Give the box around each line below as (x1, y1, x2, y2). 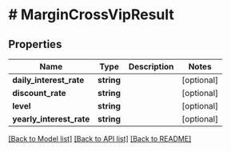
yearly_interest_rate (12, 113, 90, 125)
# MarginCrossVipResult (8, 6, 174, 24)
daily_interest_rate (12, 74, 85, 85)
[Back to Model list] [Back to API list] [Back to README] (8, 134, 192, 143)
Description (128, 62, 174, 72)
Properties (8, 38, 62, 51)
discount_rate (12, 88, 66, 98)
